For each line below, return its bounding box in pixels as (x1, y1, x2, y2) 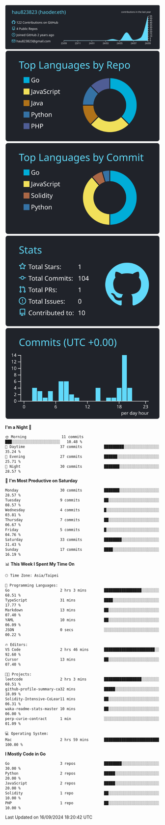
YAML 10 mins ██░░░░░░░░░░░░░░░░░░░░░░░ (5, 618, 160, 622)
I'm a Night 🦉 (5, 424, 32, 430)
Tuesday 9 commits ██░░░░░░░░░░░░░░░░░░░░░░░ (5, 497, 160, 502)
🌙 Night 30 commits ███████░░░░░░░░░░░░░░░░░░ (5, 464, 160, 469)
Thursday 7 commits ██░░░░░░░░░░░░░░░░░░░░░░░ (5, 517, 160, 522)
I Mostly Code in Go (5, 751, 46, 757)
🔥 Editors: (5, 642, 28, 647)
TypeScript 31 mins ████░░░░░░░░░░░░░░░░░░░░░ (5, 598, 160, 603)
